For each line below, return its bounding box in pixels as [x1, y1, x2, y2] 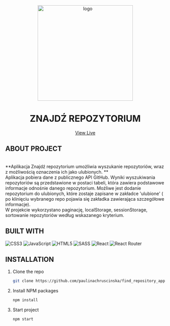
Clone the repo [12, 268, 44, 275]
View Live [75, 129, 95, 135]
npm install [12, 297, 38, 303]
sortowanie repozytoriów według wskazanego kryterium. [5, 212, 124, 218]
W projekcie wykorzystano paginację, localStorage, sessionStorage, [5, 206, 148, 213]
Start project [12, 307, 39, 313]
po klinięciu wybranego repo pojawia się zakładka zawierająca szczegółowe [5, 196, 164, 202]
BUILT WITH [5, 227, 44, 236]
